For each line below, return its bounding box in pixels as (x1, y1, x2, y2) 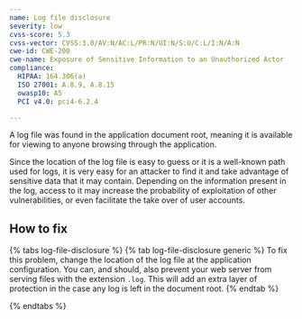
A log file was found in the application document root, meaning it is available (9, 130, 293, 141)
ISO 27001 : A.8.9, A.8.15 (17, 80, 115, 89)
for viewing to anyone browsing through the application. (9, 139, 217, 150)
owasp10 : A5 (17, 88, 63, 97)
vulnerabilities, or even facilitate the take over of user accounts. (9, 195, 246, 205)
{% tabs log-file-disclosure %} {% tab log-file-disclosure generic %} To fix (9, 245, 288, 256)
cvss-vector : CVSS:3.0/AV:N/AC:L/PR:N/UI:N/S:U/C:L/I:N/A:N (9, 38, 241, 48)
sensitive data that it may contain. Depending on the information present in (9, 176, 287, 187)
